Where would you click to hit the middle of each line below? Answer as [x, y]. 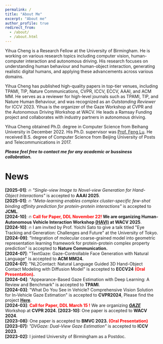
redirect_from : [20, 28]
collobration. [18, 157]
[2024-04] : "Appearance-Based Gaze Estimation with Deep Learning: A [77, 279]
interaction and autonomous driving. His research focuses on [87, 61]
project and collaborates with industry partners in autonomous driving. [76, 117]
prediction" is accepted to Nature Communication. [56, 248]
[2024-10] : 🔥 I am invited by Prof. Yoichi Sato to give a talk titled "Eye [75, 227]
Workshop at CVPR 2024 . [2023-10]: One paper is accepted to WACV [76, 310]
